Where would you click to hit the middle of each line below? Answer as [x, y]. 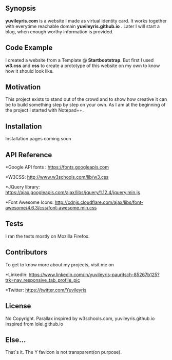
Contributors [26, 252]
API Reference [29, 155]
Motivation [23, 87]
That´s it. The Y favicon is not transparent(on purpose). [64, 352]
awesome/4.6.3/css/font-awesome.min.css [51, 208]
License [18, 306]
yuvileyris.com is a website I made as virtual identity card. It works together [86, 20]
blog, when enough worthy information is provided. [60, 31]
